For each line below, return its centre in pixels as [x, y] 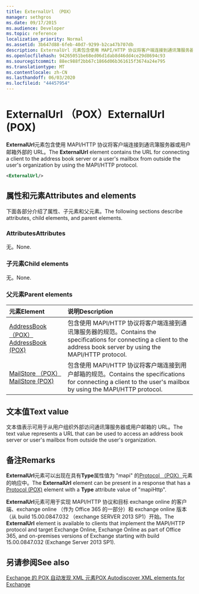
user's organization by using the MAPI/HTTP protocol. [72, 165]
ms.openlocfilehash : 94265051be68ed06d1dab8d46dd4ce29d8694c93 [86, 56]
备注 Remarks [31, 460]
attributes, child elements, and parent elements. [64, 218]
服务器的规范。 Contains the [118, 331]
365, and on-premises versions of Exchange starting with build [83, 536]
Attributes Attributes [36, 233]
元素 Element [27, 311]
